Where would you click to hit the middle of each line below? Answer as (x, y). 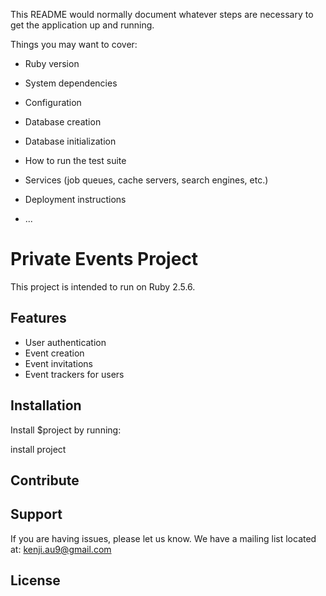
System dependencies (71, 83)
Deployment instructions (75, 199)
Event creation (54, 353)
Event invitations (59, 363)
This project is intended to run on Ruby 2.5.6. (103, 286)
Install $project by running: (66, 430)
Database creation (63, 122)
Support (36, 514)
